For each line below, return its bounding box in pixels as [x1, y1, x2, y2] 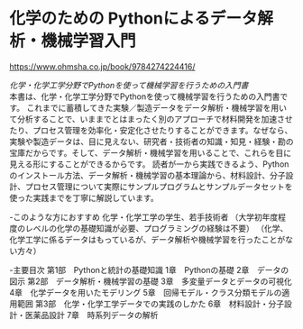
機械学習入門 [41, 31, 137, 51]
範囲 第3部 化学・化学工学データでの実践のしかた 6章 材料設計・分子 [16, 298, 285, 309]
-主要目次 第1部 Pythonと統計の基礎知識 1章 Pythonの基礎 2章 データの [9, 264, 289, 275]
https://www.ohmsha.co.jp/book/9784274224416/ [9, 60, 196, 72]
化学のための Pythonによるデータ [9, 8, 258, 29]
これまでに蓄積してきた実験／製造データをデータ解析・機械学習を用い [26, 102, 287, 113]
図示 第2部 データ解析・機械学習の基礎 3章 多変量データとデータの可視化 [9, 276, 293, 287]
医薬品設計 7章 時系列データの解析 [24, 309, 159, 320]
